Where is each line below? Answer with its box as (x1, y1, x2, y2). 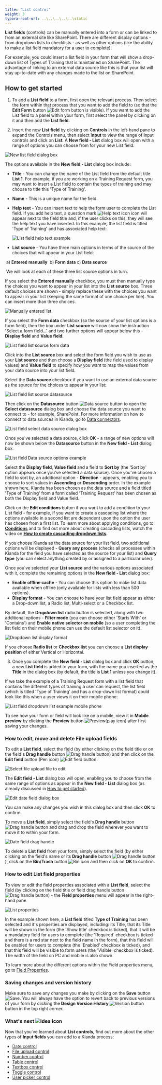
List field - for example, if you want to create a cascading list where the (5, 510, 147, 516)
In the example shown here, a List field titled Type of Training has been (5, 916, 148, 922)
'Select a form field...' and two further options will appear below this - (5, 328, 144, 334)
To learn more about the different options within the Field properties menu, (5, 961, 154, 968)
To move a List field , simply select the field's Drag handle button (5, 819, 134, 825)
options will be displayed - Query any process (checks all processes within (5, 545, 156, 551)
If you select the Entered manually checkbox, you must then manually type (5, 278, 155, 284)
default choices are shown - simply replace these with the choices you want (5, 288, 157, 294)
